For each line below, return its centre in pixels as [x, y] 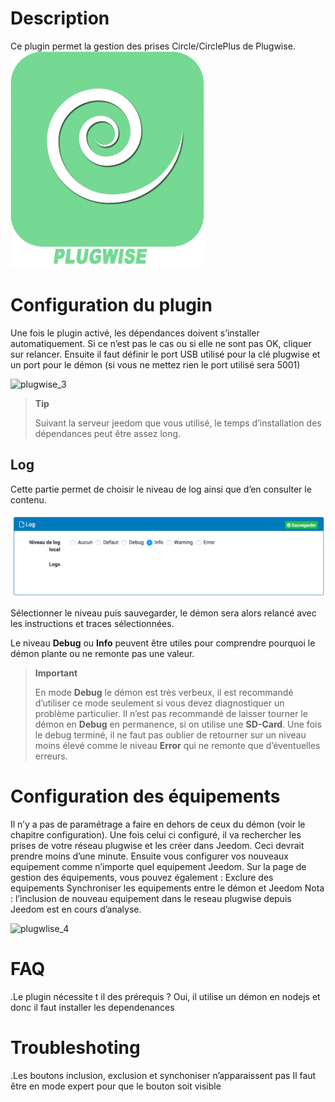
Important [56, 673]
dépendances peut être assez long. [108, 433]
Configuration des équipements [145, 796]
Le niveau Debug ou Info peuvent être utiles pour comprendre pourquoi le [163, 643]
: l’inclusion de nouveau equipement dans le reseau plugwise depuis [151, 898]
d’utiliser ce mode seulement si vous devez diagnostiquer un [159, 703]
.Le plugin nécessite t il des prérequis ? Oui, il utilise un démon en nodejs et [165, 996]
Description [60, 18]
